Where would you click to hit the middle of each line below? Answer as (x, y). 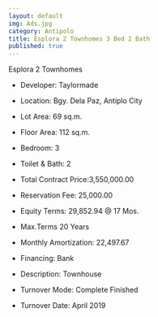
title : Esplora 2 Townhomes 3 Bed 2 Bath (79, 39)
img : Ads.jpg (30, 24)
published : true (36, 46)
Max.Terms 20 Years (55, 227)
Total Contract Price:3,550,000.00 (77, 180)
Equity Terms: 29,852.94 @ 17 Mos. (79, 211)
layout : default (36, 16)
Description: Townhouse (61, 274)
